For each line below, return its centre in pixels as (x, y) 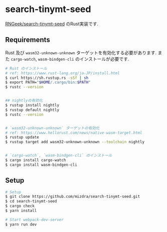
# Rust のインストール (26, 68)
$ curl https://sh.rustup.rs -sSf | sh (47, 78)
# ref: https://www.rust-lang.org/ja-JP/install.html (63, 73)
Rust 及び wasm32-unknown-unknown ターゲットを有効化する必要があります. (81, 52)
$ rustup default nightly (32, 110)
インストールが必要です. (104, 59)
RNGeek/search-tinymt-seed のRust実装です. (52, 24)
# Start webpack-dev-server (35, 219)
